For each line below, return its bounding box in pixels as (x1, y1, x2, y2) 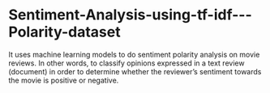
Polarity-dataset (8, 23, 121, 41)
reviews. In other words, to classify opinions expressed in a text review (8, 58, 245, 68)
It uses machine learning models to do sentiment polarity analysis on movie (8, 49, 260, 59)
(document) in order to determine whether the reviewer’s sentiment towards (8, 66, 262, 76)
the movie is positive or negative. (8, 75, 119, 85)
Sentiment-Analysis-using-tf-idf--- (8, 6, 253, 24)
